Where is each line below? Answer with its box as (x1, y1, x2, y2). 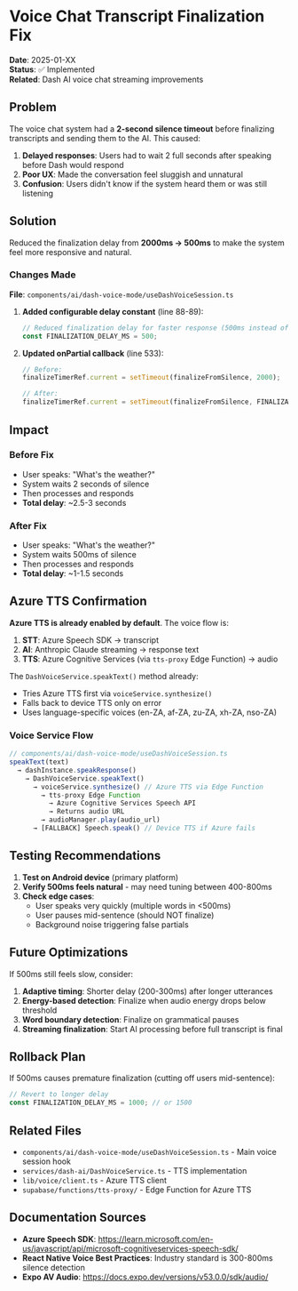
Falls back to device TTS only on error (21, 697, 162, 708)
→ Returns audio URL (48, 807, 125, 816)
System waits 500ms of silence (21, 549, 137, 560)
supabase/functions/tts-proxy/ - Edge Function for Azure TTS (21, 1184, 252, 1195)
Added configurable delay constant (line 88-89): (21, 306, 204, 317)
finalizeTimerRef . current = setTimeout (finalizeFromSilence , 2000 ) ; (21, 373, 281, 382)
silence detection (21, 1262, 86, 1272)
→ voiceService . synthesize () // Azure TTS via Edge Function (32, 782, 264, 791)
